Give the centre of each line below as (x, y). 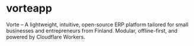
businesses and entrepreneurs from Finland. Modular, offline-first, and (92, 30)
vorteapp (29, 8)
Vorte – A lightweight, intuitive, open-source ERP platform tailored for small (97, 24)
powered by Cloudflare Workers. (46, 37)
